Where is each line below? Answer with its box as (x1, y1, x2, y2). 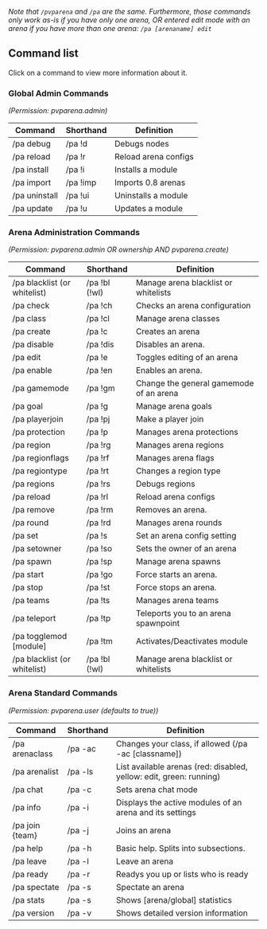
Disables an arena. (135, 339, 205, 350)
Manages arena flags (135, 453, 215, 464)
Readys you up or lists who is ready (116, 868, 249, 880)
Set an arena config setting (135, 530, 237, 541)
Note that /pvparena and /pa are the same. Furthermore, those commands (8, 7, 251, 16)
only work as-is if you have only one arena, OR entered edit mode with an (8, 15, 250, 25)
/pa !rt (86, 465, 110, 476)
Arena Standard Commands (8, 688, 118, 699)
